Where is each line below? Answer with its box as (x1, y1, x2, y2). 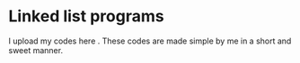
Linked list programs (8, 6, 164, 27)
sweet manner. (8, 44, 64, 55)
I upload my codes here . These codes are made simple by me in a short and (8, 35, 292, 46)
